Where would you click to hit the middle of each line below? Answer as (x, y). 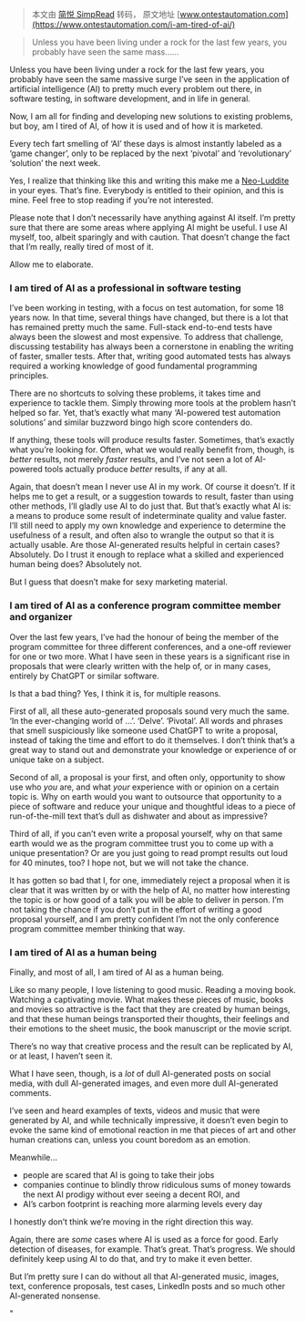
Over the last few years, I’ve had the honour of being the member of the (144, 636)
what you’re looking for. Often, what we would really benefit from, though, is (152, 449)
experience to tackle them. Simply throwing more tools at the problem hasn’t (153, 403)
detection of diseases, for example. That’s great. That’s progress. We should (153, 1249)
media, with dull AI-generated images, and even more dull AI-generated (144, 1083)
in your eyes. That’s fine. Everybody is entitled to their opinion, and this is (147, 190)
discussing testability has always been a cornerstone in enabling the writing (152, 346)
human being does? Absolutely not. (76, 564)
